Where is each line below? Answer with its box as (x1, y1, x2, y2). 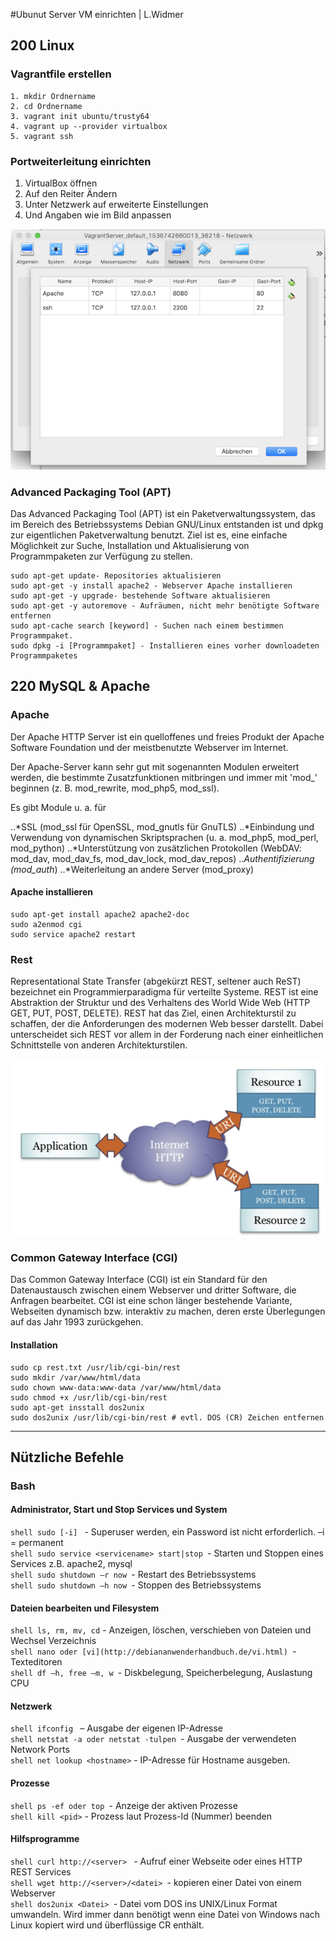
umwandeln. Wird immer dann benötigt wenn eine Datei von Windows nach (10, 1908, 321, 1920)
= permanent (10, 1537, 64, 1549)
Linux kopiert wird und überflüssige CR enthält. (10, 1919, 205, 1931)
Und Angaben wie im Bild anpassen (24, 209, 172, 221)
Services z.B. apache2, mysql (10, 1558, 133, 1570)
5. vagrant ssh (10, 131, 74, 141)
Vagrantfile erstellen (10, 67, 112, 81)
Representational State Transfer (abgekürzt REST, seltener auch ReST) (10, 975, 302, 988)
